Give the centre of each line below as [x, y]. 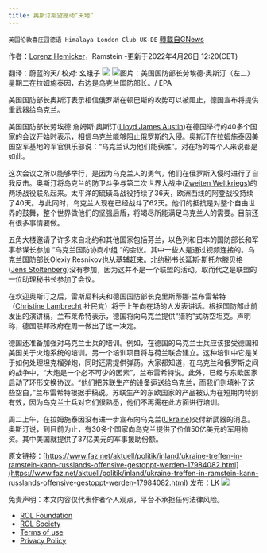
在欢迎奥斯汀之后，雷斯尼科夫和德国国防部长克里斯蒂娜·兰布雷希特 [117, 296]
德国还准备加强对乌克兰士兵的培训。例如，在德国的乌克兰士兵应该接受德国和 [133, 343]
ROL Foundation [46, 515]
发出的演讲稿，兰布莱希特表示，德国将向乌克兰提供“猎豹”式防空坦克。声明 [130, 316]
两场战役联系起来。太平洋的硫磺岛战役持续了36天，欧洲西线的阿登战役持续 [131, 193]
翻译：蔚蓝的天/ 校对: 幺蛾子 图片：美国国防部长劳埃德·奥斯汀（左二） [131, 73]
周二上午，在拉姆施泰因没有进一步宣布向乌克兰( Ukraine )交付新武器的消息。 [132, 419]
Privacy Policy [43, 540]
